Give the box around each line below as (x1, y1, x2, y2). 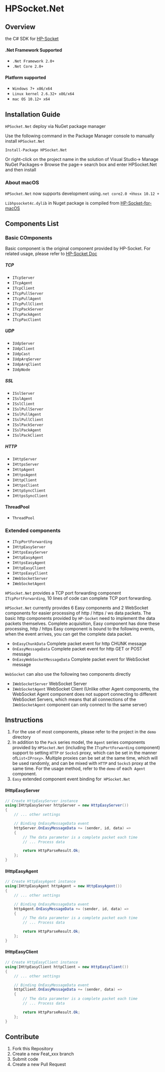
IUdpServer (12, 341, 35, 346)
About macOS (5, 179, 39, 186)
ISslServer (12, 391, 35, 396)
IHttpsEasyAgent (12, 560, 46, 565)
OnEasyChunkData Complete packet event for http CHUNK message (12, 640, 147, 647)
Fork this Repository (12, 1046, 53, 1052)
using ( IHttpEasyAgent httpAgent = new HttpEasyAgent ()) (5, 884, 122, 889)
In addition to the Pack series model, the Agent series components (12, 739, 145, 745)
